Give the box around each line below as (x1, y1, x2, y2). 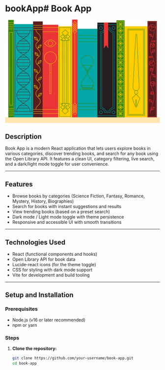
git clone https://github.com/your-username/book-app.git (12, 356, 134, 361)
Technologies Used (5, 238, 65, 247)
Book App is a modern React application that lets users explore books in (5, 146, 151, 152)
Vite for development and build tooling (12, 272, 90, 278)
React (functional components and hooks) (12, 251, 97, 257)
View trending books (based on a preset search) (12, 209, 110, 215)
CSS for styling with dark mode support (12, 267, 92, 273)
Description (5, 132, 42, 141)
